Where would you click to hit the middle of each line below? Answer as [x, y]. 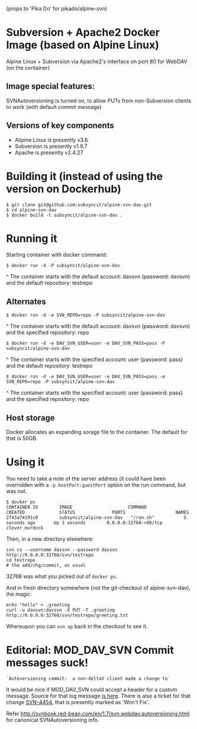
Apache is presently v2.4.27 [49, 152]
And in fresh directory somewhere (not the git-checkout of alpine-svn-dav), [98, 588]
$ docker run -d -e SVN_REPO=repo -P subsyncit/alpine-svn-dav [86, 315]
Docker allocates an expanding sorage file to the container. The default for [97, 432]
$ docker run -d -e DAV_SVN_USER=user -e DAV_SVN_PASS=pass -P [86, 343]
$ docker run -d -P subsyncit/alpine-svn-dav [63, 266]
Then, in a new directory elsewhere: [50, 539]
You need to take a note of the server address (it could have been [86, 478]
